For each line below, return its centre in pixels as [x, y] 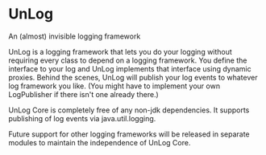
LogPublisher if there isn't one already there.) [83, 94]
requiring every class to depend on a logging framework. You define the [128, 60]
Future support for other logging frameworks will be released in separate [129, 134]
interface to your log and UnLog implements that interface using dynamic [130, 68]
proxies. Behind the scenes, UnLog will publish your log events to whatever [133, 77]
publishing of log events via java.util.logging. [82, 118]
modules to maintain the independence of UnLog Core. [100, 142]
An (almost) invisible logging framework [75, 36]
